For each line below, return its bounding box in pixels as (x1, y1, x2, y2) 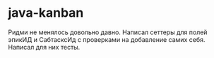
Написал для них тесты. (8, 43, 81, 51)
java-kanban (8, 5, 84, 21)
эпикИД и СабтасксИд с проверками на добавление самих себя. (8, 35, 206, 43)
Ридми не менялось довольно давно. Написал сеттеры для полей (8, 28, 208, 36)
